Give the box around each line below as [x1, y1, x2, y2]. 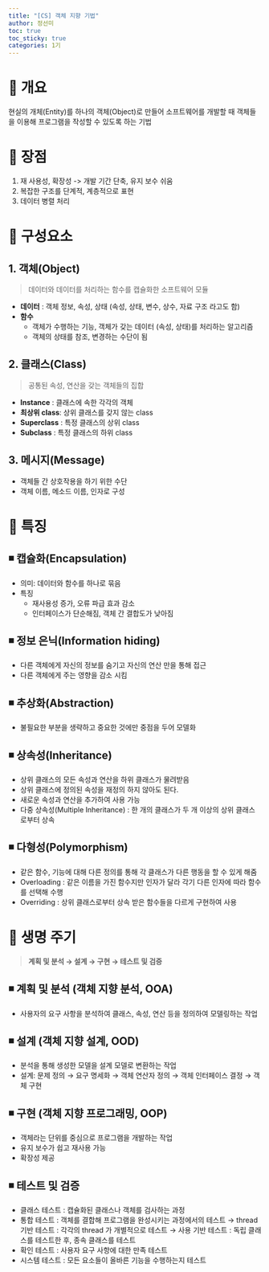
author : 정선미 [8, 19, 55, 27]
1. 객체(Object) [8, 262, 80, 276]
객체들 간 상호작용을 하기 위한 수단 [19, 476, 128, 486]
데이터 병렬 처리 [19, 196, 70, 206]
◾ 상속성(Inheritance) [8, 748, 112, 762]
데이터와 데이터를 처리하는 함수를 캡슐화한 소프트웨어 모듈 [27, 284, 209, 294]
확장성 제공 [19, 1153, 55, 1163]
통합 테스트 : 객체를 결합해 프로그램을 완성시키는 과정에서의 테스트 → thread [19, 1215, 259, 1225]
